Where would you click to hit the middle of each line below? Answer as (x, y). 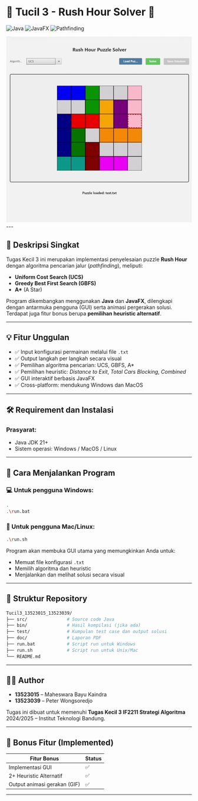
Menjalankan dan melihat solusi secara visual (70, 575)
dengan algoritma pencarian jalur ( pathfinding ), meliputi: (75, 265)
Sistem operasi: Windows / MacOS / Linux (65, 449)
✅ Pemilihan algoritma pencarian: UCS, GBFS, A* (74, 365)
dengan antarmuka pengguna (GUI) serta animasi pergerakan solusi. (89, 307)
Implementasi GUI (30, 767)
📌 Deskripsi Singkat (43, 245)
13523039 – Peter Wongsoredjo (54, 701)
